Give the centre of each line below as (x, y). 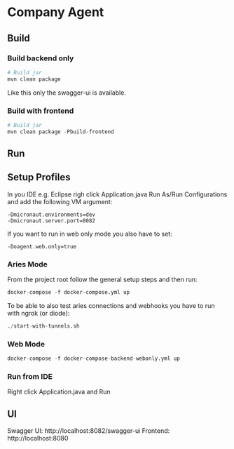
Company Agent (56, 12)
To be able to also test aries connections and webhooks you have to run (111, 306)
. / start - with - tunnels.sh (43, 326)
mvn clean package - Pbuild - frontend (61, 132)
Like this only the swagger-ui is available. (67, 93)
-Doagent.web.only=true (42, 246)
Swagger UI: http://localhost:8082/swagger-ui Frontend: (89, 431)
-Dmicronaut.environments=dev (51, 215)
